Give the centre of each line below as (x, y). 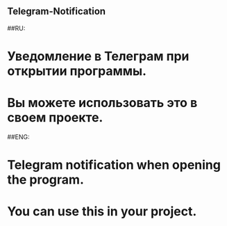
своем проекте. (55, 118)
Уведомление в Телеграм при (98, 56)
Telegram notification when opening (114, 165)
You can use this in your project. (102, 212)
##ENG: (18, 137)
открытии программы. (77, 71)
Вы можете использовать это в (102, 103)
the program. (46, 180)
